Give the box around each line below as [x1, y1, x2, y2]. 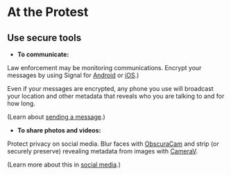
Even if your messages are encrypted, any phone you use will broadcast [7, 85, 214, 92]
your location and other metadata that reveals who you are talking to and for [7, 92, 225, 100]
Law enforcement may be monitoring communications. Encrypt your [7, 64, 202, 72]
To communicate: [17, 50, 69, 58]
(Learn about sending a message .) [7, 112, 105, 121]
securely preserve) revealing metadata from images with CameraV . [7, 147, 198, 155]
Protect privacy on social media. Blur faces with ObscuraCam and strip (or [7, 140, 220, 148]
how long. [7, 99, 36, 108]
